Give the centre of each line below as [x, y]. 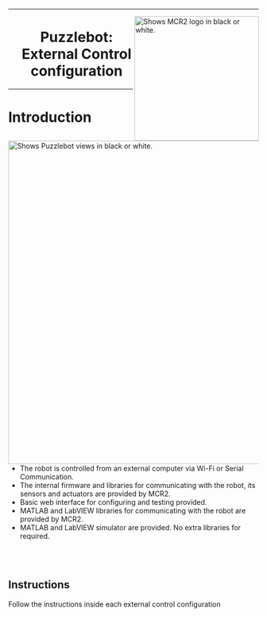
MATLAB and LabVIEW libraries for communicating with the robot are [133, 511]
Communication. [46, 477]
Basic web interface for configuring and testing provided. [113, 502]
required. [35, 536]
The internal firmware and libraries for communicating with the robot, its [137, 485]
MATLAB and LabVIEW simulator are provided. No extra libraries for [130, 527]
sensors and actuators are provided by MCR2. [95, 494]
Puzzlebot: [77, 37]
